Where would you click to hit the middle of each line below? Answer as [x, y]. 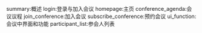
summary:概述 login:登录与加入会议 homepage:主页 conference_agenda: [96, 9]
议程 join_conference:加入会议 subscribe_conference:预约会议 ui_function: [104, 16]
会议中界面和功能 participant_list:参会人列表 [60, 24]
